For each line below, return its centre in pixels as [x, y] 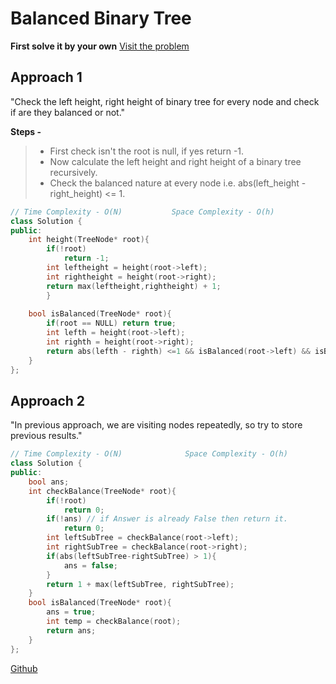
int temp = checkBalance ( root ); [114, 622]
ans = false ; [90, 565]
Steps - [26, 131]
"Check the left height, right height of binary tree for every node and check [165, 101]
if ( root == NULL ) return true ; [111, 323]
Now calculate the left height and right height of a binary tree [175, 161]
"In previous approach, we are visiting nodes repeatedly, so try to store [156, 425]
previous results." [46, 436]
